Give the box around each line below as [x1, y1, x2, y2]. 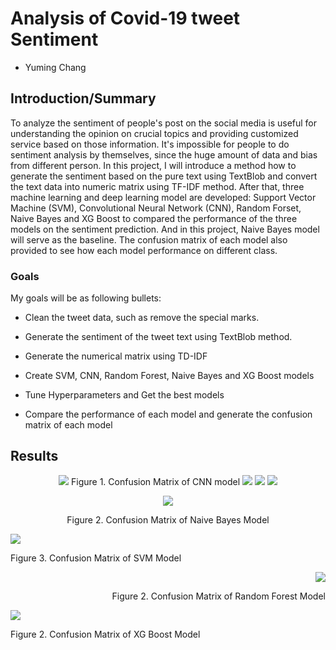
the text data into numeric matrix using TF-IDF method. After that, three [10, 180, 305, 192]
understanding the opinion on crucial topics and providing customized [10, 127, 299, 139]
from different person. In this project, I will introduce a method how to [10, 159, 297, 171]
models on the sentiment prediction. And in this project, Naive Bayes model [10, 223, 320, 235]
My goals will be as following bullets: [10, 292, 162, 304]
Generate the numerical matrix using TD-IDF [24, 350, 208, 362]
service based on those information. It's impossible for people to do [10, 138, 290, 150]
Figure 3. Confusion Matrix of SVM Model [10, 552, 182, 564]
